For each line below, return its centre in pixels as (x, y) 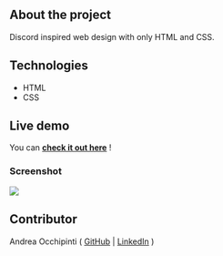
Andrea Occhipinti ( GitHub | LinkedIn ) (82, 241)
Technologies (49, 66)
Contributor (43, 219)
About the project (61, 15)
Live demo (40, 126)
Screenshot (35, 171)
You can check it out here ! (61, 148)
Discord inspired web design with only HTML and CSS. (112, 36)
